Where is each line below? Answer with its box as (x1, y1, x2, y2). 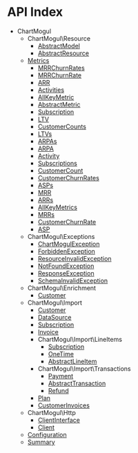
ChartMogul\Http (27, 408, 76, 416)
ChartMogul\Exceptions (27, 232, 95, 240)
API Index (7, 4, 63, 20)
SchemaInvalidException (37, 276, 108, 285)
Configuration (27, 430, 67, 438)
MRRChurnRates (37, 64, 85, 72)
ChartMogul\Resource (27, 34, 91, 42)
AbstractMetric (37, 100, 81, 108)
